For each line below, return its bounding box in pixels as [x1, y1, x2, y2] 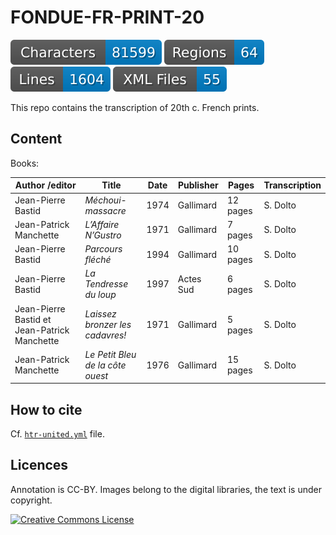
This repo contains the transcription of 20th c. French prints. [10, 101, 260, 113]
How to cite [10, 401, 83, 418]
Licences [10, 457, 69, 474]
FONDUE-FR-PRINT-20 [10, 6, 205, 29]
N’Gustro [84, 229, 122, 241]
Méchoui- [84, 194, 127, 206]
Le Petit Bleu [84, 348, 137, 360]
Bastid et [14, 313, 52, 325]
